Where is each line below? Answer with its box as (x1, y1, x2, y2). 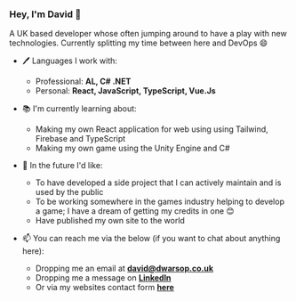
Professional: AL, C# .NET (35, 76, 132, 87)
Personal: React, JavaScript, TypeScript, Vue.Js (35, 85, 216, 96)
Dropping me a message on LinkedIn (35, 273, 172, 283)
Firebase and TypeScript (35, 134, 126, 144)
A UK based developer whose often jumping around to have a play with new (9, 28, 287, 39)
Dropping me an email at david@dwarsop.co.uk (35, 263, 214, 274)
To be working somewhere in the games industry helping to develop (35, 196, 284, 207)
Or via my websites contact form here (35, 282, 175, 293)
